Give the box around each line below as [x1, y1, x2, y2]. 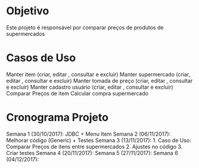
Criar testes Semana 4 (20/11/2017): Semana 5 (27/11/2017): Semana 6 [6, 149, 179, 156]
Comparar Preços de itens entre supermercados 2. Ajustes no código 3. [6, 143, 183, 150]
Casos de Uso [6, 51, 76, 65]
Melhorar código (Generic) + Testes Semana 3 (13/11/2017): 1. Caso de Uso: [6, 136, 192, 144]
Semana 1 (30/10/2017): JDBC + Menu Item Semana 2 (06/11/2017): [6, 130, 171, 138]
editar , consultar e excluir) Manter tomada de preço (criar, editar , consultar [6, 77, 193, 84]
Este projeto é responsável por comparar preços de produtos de [6, 24, 164, 31]
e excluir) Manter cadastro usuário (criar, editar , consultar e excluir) [6, 83, 174, 91]
